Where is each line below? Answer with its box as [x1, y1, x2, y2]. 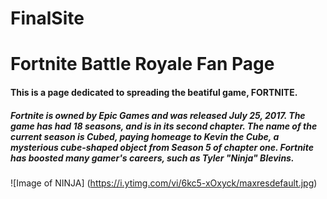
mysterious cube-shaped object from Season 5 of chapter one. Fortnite [10, 141, 314, 153]
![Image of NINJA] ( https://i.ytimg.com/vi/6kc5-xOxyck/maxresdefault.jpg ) [10, 177, 318, 189]
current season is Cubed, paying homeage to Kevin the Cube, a [10, 130, 280, 142]
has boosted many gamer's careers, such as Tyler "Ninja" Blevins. [10, 152, 295, 164]
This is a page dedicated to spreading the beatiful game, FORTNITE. [10, 86, 298, 98]
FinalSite [10, 7, 85, 30]
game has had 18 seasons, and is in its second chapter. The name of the [10, 120, 318, 132]
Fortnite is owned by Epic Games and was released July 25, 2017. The [10, 109, 306, 121]
